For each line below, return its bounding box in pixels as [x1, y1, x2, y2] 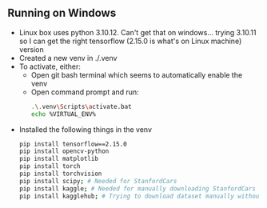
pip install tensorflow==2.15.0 [18, 140, 127, 148]
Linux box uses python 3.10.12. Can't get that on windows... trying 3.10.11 [18, 27, 257, 37]
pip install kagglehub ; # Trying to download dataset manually [18, 192, 235, 200]
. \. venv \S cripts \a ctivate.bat [30, 102, 133, 110]
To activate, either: [18, 62, 82, 71]
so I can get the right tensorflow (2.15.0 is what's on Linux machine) [18, 36, 242, 46]
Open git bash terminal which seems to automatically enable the [30, 70, 243, 79]
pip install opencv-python [18, 147, 110, 155]
